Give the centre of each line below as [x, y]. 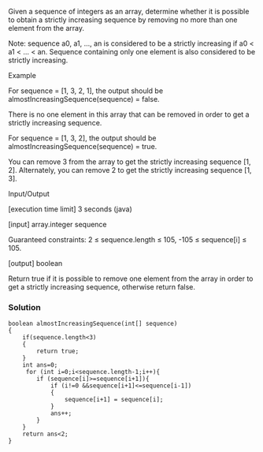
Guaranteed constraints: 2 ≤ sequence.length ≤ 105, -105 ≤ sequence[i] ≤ [128, 239]
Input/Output [29, 194]
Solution [25, 307]
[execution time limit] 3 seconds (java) [70, 209]
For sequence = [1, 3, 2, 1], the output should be [86, 91]
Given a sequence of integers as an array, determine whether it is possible [129, 11]
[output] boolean [35, 263]
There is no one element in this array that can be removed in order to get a [129, 114]
